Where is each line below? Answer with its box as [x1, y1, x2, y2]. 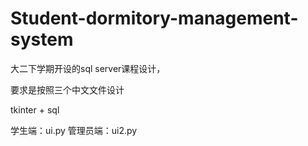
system [10, 28, 74, 51]
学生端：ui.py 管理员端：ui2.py [10, 124, 138, 136]
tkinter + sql [10, 103, 60, 116]
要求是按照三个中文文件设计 [10, 83, 125, 96]
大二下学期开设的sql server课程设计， [10, 62, 166, 74]
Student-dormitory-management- [10, 7, 299, 30]
